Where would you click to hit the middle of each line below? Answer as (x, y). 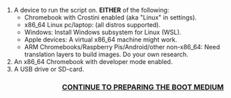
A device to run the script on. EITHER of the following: (91, 10)
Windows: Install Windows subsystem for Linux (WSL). (103, 32)
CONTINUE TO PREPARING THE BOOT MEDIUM (143, 87)
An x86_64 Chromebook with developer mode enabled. (93, 62)
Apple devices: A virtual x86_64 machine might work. (101, 40)
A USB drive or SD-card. (49, 69)
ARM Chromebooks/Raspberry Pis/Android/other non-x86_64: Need (122, 47)
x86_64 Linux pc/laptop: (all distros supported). (92, 25)
